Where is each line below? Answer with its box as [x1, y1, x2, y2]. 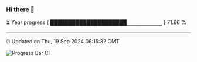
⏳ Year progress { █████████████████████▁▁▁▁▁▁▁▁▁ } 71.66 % [6, 19, 186, 26]
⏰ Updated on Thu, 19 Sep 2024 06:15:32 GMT [6, 38, 120, 45]
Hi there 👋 [6, 5, 35, 13]
